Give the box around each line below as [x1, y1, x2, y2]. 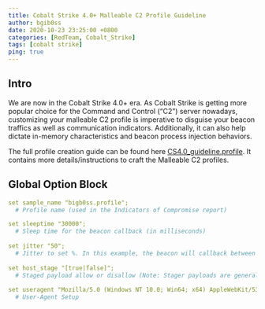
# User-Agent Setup [15, 293, 80, 301]
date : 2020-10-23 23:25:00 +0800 [8, 26, 118, 34]
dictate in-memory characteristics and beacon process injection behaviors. [8, 131, 252, 141]
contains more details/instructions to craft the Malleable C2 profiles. [8, 155, 230, 164]
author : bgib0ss [8, 19, 62, 27]
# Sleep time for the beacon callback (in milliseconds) [15, 227, 207, 236]
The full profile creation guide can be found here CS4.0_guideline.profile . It [8, 146, 251, 156]
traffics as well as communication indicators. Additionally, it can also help [8, 123, 246, 132]
